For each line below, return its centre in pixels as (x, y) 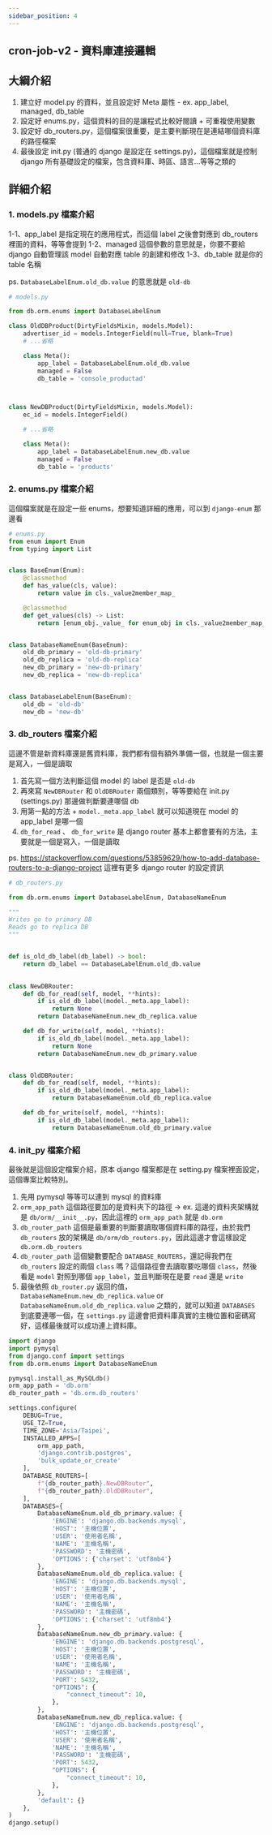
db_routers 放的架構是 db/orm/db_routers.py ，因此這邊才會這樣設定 (133, 1238)
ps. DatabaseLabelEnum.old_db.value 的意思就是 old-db (100, 282)
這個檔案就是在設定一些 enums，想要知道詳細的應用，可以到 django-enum (130, 508)
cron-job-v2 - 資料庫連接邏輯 (82, 51)
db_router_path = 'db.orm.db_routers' (74, 1393)
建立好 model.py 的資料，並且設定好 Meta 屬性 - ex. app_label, (124, 101)
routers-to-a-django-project (55, 867)
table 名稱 (25, 264)
